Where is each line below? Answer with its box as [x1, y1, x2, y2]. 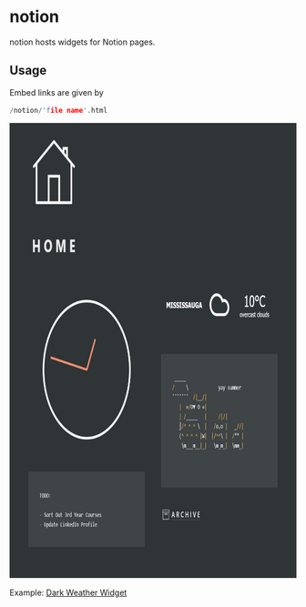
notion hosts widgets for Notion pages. [9, 36, 156, 47]
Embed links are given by [9, 86, 105, 97]
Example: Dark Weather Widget [9, 587, 127, 598]
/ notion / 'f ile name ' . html [9, 106, 107, 115]
